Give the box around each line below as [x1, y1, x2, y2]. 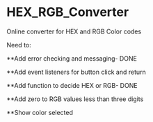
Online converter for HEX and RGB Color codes [6, 27, 142, 36]
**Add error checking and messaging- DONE [6, 54, 137, 63]
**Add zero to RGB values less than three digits [6, 95, 144, 103]
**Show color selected [6, 108, 74, 116]
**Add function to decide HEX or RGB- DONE [6, 81, 138, 89]
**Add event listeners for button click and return [6, 68, 147, 76]
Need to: [6, 40, 32, 49]
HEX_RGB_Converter [6, 4, 129, 20]
